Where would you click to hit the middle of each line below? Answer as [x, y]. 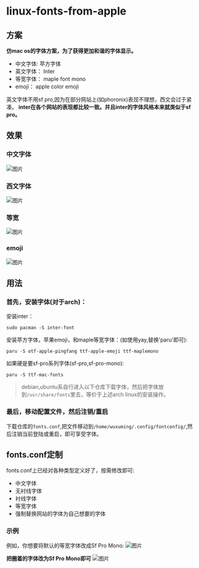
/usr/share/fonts [49, 395]
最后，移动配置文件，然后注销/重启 [57, 412]
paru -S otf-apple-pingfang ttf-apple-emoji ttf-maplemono [83, 351]
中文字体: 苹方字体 [38, 64]
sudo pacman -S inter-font [40, 328]
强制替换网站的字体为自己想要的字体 [60, 514]
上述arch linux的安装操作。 [136, 395]
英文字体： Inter [35, 71]
